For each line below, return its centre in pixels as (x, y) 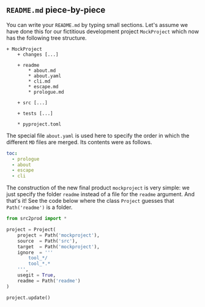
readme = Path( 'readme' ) (49, 281)
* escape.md (44, 86)
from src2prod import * (37, 219)
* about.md (42, 70)
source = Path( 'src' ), (48, 241)
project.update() (28, 298)
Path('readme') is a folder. (39, 207)
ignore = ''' (35, 252)
